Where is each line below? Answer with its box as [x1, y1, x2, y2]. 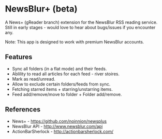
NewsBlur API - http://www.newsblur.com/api [12, 123, 103, 129]
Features [5, 53, 32, 61]
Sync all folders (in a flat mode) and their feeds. [12, 66, 107, 71]
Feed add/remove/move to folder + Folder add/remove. [12, 91, 122, 97]
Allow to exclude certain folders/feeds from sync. [12, 81, 111, 87]
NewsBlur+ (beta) [5, 3, 78, 14]
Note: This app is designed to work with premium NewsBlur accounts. [5, 39, 144, 44]
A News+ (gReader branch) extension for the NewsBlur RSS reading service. [5, 19, 158, 25]
